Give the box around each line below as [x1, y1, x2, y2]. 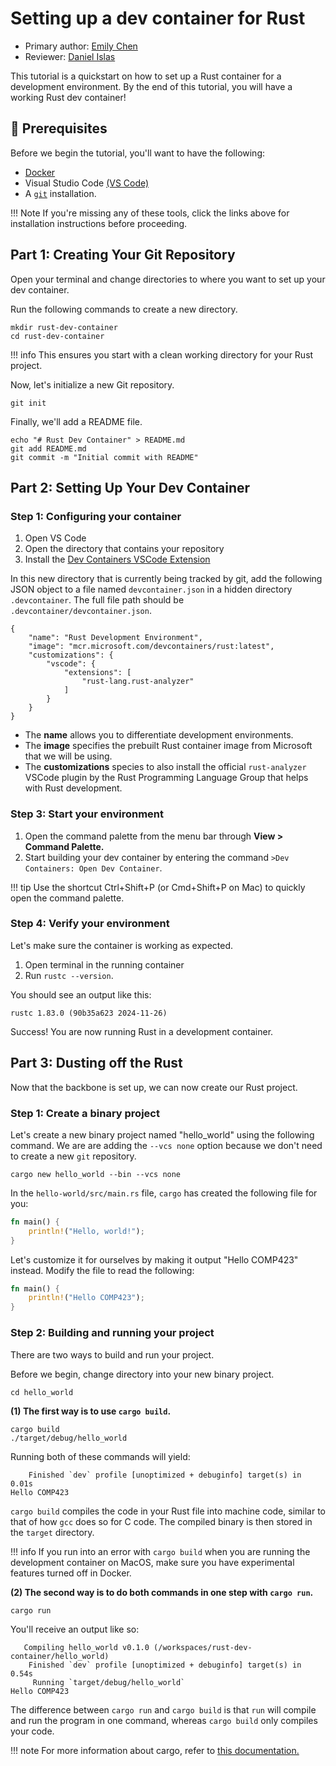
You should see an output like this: [10, 988, 152, 1001]
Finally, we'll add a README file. [10, 415, 143, 427]
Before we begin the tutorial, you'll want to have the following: [10, 147, 266, 159]
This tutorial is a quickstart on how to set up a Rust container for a [10, 70, 282, 82]
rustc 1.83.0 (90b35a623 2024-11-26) [10, 1008, 168, 1018]
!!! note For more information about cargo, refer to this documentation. [10, 1744, 300, 1756]
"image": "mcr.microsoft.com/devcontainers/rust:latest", [28, 642, 275, 652]
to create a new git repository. [10, 1150, 137, 1162]
